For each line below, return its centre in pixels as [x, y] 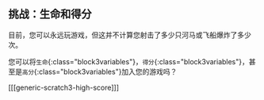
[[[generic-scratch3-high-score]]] [64, 87]
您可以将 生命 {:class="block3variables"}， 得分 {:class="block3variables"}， [129, 61]
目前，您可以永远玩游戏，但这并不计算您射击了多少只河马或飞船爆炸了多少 [130, 35]
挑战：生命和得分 [50, 14]
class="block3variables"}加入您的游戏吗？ [108, 71]
